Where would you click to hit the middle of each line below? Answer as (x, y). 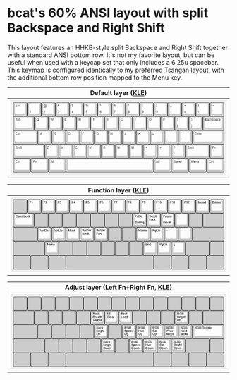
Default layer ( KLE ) (119, 93)
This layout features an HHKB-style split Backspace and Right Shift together (117, 47)
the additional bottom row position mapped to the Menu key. (95, 77)
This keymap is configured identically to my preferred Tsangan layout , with (116, 70)
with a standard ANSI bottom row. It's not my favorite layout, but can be (111, 55)
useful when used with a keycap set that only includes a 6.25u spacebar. (113, 62)
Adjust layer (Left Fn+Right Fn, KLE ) (119, 288)
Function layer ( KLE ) (119, 190)
